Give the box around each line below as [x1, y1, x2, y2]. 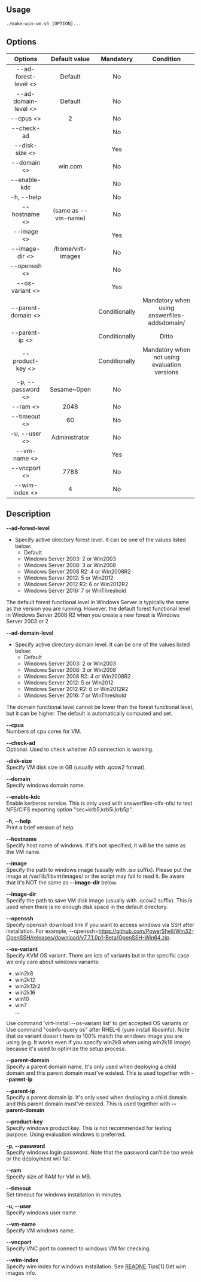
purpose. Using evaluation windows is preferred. [6, 1131, 126, 1138]
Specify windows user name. [6, 1209, 78, 1216]
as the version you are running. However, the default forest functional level [6, 605, 190, 613]
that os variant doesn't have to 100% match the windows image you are [6, 1032, 182, 1039]
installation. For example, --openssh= [6, 928, 99, 935]
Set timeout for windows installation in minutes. [6, 1191, 123, 1198]
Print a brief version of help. [6, 824, 75, 831]
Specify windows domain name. [6, 781, 85, 789]
